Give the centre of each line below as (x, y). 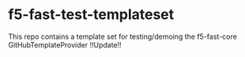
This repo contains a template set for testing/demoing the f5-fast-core (122, 36)
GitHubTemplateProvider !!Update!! (65, 44)
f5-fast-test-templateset (91, 15)
